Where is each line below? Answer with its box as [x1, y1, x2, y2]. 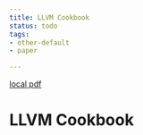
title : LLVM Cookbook [9, 13, 90, 22]
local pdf [9, 79, 42, 89]
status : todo [9, 21, 58, 30]
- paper [9, 46, 38, 55]
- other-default [9, 38, 70, 47]
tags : [9, 30, 29, 38]
